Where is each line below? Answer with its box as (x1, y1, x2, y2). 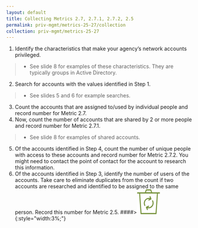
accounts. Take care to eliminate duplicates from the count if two (14, 177, 174, 184)
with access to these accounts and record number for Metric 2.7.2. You (14, 151, 189, 159)
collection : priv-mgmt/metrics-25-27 (6, 28, 100, 34)
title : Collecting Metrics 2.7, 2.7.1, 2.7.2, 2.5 (6, 15, 134, 22)
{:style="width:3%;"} (14, 215, 66, 222)
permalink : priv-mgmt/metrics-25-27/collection (6, 22, 126, 28)
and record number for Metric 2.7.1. (14, 122, 101, 129)
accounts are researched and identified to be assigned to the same (14, 183, 179, 190)
